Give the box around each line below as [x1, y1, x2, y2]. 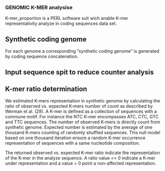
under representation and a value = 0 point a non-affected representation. [5, 161, 157, 167]
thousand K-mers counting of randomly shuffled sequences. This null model [5, 130, 161, 136]
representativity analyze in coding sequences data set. [5, 20, 117, 26]
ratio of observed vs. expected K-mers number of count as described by [5, 103, 153, 109]
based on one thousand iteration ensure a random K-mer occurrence [5, 135, 146, 141]
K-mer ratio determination [5, 85, 88, 93]
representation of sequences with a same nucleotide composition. [5, 140, 140, 146]
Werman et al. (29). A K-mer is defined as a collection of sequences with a [5, 108, 157, 114]
